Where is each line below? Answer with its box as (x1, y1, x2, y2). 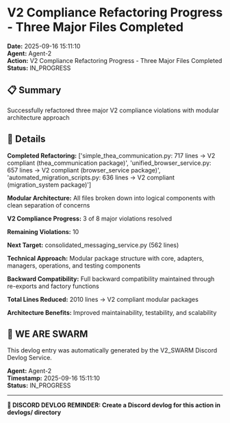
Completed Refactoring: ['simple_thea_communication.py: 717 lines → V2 (7, 151, 216, 159)
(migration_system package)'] (7, 180, 92, 189)
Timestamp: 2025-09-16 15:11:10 (7, 374, 101, 383)
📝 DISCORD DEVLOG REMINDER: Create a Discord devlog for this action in (7, 401, 221, 409)
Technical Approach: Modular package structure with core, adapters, (7, 254, 204, 262)
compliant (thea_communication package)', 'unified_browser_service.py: (7, 159, 212, 167)
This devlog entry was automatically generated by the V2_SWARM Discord (7, 346, 218, 355)
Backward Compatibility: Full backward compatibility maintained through (7, 274, 215, 283)
